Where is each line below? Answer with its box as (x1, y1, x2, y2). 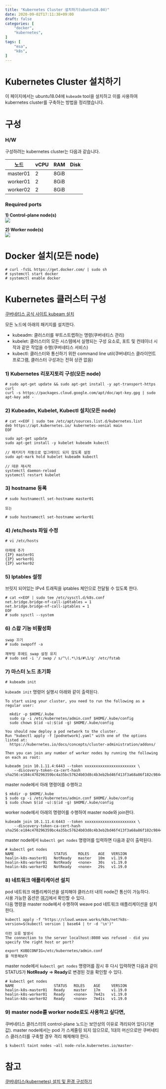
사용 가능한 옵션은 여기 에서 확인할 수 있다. (5, 895, 85, 901)
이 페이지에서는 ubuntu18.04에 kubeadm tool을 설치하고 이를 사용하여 (5, 93, 138, 99)
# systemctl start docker (5, 271, 58, 277)
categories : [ (5, 21, 35, 26)
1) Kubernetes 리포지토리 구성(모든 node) (5, 370, 101, 377)
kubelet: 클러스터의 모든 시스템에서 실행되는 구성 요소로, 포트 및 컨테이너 (12, 338, 153, 344)
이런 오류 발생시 (5, 931, 34, 936)
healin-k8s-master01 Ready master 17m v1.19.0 (5, 988, 127, 993)
